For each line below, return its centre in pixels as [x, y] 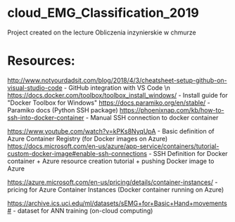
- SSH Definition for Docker [188, 153]
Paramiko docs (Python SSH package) [63, 110]
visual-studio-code [35, 87]
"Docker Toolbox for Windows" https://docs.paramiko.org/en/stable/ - [109, 103]
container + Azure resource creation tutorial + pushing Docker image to [111, 161]
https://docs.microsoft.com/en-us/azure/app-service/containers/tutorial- [113, 146]
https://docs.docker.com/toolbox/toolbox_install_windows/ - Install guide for [118, 95]
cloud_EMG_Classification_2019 [103, 13]
